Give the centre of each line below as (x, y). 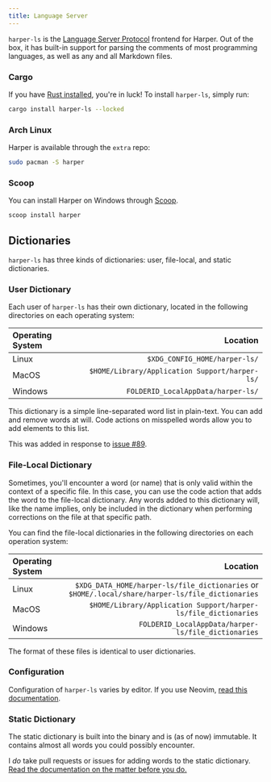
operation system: (38, 541)
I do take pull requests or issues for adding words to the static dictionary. (129, 761)
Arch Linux (30, 130)
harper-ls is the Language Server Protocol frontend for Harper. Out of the (131, 39)
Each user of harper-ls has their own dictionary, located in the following (128, 307)
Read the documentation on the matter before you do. (98, 769)
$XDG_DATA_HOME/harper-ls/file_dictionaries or (167, 584)
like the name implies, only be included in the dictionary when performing (130, 508)
